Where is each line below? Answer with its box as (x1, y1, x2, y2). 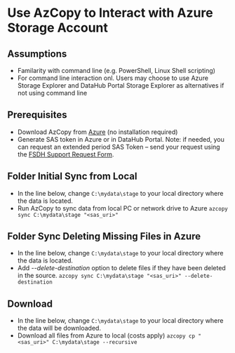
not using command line (17, 89, 88, 97)
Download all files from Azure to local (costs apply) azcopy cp (17, 331, 195, 340)
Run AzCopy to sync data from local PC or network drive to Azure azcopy (17, 204, 228, 212)
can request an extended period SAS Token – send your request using (17, 142, 220, 151)
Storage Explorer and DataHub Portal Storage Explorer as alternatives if (17, 81, 224, 89)
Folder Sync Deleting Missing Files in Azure (7, 230, 201, 243)
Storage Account (7, 20, 109, 36)
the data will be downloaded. (17, 324, 102, 333)
